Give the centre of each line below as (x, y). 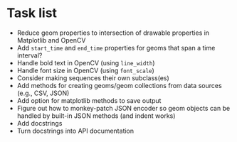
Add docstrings (39, 123)
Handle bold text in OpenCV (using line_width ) (86, 62)
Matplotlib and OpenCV (51, 40)
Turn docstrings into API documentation (75, 131)
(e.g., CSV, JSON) (43, 93)
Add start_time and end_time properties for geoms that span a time (116, 48)
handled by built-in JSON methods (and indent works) (96, 116)
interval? (30, 55)
